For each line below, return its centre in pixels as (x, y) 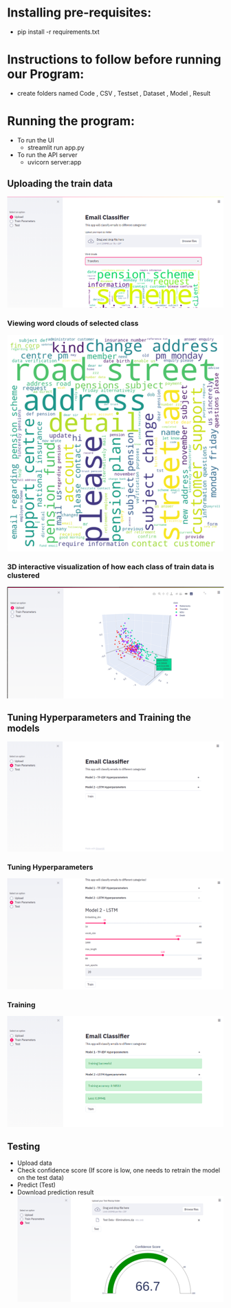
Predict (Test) (36, 1185)
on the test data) (40, 1177)
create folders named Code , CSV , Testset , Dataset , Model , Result (114, 93)
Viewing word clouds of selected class (73, 324)
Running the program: (71, 121)
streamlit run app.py (56, 147)
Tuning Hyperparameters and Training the (99, 718)
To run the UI (35, 140)
